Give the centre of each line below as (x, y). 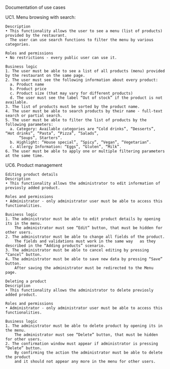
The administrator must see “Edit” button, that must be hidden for (89, 228)
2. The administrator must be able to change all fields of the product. (85, 237)
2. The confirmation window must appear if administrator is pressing (82, 344)
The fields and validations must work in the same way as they (85, 241)
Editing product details (32, 175)
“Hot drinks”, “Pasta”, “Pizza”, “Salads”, (52, 133)
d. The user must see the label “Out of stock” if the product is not (86, 98)
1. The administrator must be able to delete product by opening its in (84, 326)
